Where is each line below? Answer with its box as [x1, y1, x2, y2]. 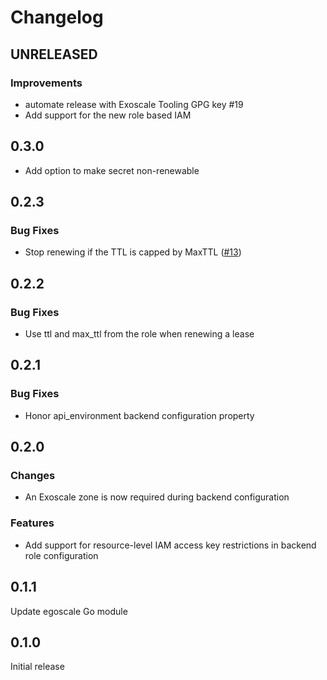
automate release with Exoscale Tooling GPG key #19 [24, 98, 244, 110]
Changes [10, 469, 56, 483]
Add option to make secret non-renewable [24, 164, 200, 176]
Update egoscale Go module [10, 605, 128, 617]
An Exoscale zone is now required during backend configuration [24, 491, 290, 503]
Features [10, 516, 55, 530]
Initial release [10, 661, 65, 673]
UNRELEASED [10, 46, 98, 63]
